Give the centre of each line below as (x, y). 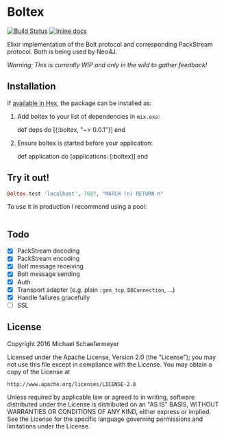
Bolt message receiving (50, 266)
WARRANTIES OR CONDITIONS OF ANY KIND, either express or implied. (109, 411)
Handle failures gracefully (53, 297)
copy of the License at (39, 371)
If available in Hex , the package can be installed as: (79, 103)
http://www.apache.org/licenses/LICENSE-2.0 (72, 384)
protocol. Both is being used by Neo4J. (62, 51)
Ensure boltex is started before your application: (85, 143)
